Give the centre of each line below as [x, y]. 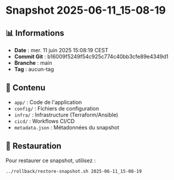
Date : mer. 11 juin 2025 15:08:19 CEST [61, 50]
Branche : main [33, 63]
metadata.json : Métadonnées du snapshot [67, 127]
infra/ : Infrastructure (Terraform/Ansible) [66, 115]
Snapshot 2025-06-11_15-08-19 [86, 10]
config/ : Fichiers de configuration [57, 108]
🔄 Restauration [34, 146]
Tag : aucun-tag [34, 69]
